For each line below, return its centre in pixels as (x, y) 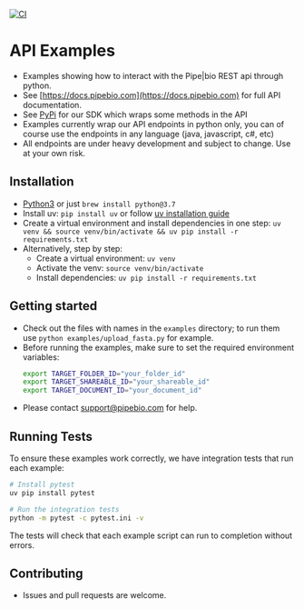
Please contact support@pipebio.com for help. (110, 408)
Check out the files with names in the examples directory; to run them (151, 328)
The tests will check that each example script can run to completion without (151, 535)
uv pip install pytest (52, 493)
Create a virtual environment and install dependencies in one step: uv (152, 223)
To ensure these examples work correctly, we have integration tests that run (152, 458)
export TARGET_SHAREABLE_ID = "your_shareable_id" (116, 382)
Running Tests (51, 436)
